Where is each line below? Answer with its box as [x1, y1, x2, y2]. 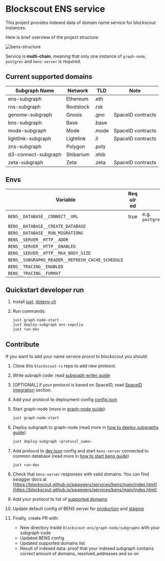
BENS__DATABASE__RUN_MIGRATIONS [8, 230, 84, 236]
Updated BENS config [20, 535, 64, 541]
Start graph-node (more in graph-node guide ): [12, 406, 107, 412]
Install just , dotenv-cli [12, 299, 56, 305]
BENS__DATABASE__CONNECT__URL [8, 214, 79, 219]
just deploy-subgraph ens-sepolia [12, 322, 83, 327]
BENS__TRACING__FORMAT [8, 270, 61, 276]
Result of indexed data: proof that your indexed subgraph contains [20, 545, 154, 551]
